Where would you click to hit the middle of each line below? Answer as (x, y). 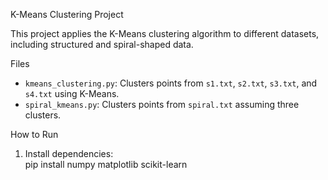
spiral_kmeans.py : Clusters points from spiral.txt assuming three (162, 104)
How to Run (34, 134)
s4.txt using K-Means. (72, 93)
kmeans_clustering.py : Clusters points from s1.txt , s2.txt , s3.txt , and (171, 83)
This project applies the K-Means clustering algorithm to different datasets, (165, 33)
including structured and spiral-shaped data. (102, 44)
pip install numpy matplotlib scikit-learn (106, 164)
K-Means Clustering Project (67, 14)
